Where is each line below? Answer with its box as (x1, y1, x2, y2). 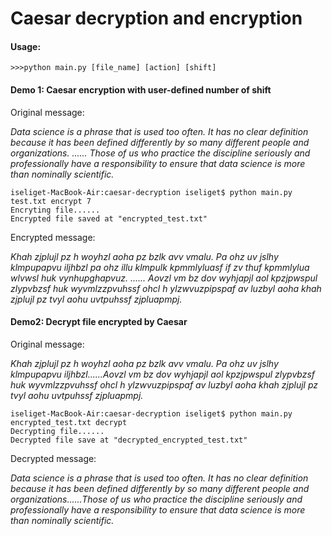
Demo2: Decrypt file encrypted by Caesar (10, 316, 188, 328)
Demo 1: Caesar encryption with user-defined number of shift (10, 83, 272, 96)
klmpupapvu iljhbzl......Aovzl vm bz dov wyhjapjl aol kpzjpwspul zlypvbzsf (10, 368, 316, 380)
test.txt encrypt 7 (10, 196, 92, 206)
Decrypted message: (10, 452, 97, 464)
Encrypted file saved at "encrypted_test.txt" (10, 213, 208, 224)
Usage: (10, 40, 42, 52)
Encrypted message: (10, 231, 96, 243)
